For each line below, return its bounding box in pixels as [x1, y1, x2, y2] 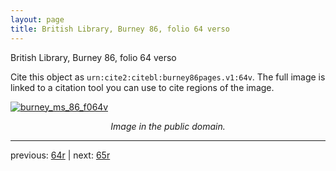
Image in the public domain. [110, 120, 226, 132]
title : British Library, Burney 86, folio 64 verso [10, 24, 230, 34]
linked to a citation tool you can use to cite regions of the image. [10, 81, 275, 93]
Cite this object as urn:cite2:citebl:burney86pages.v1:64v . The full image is [10, 71, 326, 83]
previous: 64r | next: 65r [10, 149, 111, 161]
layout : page [10, 14, 65, 25]
